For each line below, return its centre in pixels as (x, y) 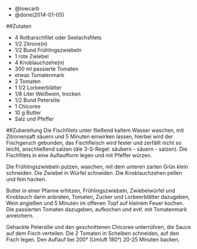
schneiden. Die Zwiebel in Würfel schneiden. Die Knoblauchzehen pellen (94, 173)
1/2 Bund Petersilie (37, 100)
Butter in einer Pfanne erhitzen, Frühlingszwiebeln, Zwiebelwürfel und (91, 190)
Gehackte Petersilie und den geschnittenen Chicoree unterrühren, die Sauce (98, 227)
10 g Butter (28, 112)
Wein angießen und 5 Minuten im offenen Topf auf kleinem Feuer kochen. (95, 203)
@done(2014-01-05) (39, 15)
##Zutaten (19, 26)
